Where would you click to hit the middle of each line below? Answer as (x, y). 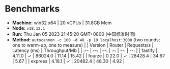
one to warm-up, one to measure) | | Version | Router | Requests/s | (83, 45)
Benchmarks (32, 9)
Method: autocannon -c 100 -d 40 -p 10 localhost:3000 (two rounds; (86, 40)
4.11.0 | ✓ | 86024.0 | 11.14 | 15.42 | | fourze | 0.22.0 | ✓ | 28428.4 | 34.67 (89, 55)
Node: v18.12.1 (29, 28)
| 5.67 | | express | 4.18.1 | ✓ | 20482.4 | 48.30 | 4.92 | (68, 61)
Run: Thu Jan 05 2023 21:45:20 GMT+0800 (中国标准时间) (74, 34)
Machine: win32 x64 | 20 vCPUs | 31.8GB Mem (62, 23)
